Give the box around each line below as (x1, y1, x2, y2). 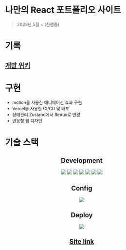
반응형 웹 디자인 (12, 118, 42, 124)
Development (60, 156, 103, 165)
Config (71, 184, 92, 192)
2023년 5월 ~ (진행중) (17, 21, 60, 27)
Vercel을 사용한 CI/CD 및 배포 (12, 106, 70, 112)
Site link (69, 237, 94, 246)
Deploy (71, 211, 93, 219)
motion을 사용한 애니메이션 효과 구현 (12, 99, 82, 105)
